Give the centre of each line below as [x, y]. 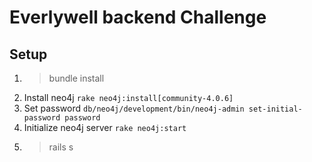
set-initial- [275, 109]
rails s [61, 147]
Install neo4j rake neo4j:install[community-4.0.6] [128, 97]
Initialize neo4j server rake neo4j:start [105, 127]
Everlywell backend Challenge [138, 17]
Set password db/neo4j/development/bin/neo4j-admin [134, 108]
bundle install [76, 78]
